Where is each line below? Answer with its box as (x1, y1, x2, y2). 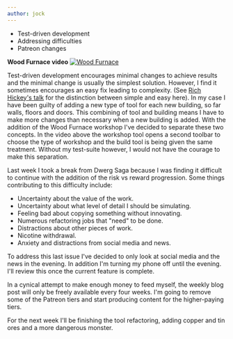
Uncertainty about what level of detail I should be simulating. (17, 201, 191, 210)
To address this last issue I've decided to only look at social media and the (7, 252, 220, 260)
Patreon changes (17, 44, 67, 52)
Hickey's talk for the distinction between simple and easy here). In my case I (7, 93, 226, 102)
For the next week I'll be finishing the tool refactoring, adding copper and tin (7, 316, 225, 324)
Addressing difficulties (17, 36, 82, 45)
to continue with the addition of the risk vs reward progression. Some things (7, 173, 225, 182)
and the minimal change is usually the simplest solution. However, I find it (7, 78, 217, 87)
